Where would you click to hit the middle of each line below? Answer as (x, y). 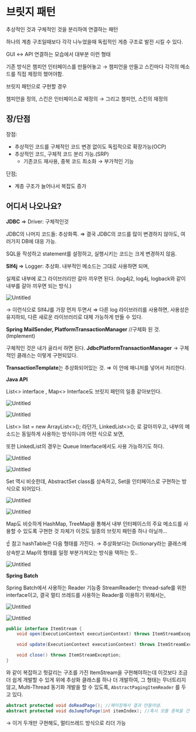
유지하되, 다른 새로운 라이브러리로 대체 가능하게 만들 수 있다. (74, 317)
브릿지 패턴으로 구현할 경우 (36, 86)
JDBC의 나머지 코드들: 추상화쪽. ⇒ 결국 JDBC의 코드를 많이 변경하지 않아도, (93, 234)
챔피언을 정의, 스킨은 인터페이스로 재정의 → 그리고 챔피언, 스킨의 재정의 (87, 99)
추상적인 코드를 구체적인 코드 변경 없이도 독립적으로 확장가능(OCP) (90, 146)
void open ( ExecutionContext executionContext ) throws (83, 634)
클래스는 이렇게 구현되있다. (47, 355)
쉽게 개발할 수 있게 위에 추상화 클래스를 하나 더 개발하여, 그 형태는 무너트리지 (99, 679)
